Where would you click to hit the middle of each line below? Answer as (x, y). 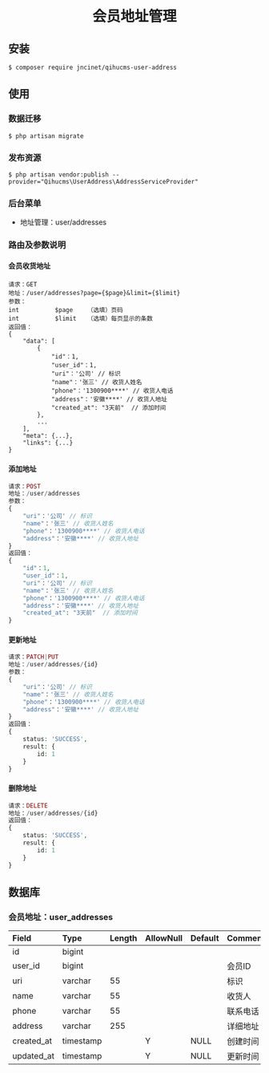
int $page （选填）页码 (66, 310)
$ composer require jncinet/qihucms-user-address (93, 67)
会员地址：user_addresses (61, 917)
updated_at (33, 1056)
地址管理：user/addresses (63, 222)
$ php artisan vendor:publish (59, 174)
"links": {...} (48, 443)
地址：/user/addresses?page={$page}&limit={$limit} (94, 294)
